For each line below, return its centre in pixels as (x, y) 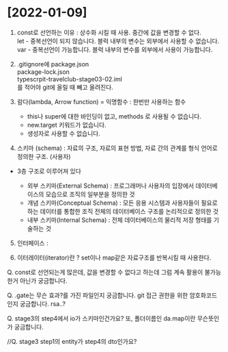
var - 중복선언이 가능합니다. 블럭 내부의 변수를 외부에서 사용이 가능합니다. (115, 49)
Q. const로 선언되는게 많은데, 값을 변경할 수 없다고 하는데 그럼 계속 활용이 (105, 272)
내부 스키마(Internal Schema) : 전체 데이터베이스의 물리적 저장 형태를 (119, 220)
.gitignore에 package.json (53, 64)
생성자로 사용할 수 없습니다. (63, 133)
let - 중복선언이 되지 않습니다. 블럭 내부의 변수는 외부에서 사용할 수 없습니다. (118, 41)
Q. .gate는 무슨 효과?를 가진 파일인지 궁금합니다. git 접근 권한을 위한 (98, 295)
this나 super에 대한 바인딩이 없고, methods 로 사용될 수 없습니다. (114, 116)
